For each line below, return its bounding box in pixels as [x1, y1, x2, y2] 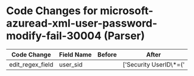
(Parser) [103, 29, 145, 42]
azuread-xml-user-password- [6, 16, 158, 30]
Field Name [59, 50, 92, 58]
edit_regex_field [9, 60, 53, 68]
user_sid [59, 60, 83, 68]
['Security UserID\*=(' [122, 60, 185, 68]
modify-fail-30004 [6, 29, 102, 42]
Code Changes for [6, 4, 98, 18]
